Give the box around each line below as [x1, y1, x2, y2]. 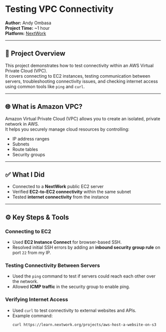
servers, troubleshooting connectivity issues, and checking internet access [5, 78, 158, 84]
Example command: [12, 313, 53, 319]
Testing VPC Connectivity [5, 3, 114, 15]
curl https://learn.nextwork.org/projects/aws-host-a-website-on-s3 [12, 322, 157, 327]
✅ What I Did [5, 170, 45, 179]
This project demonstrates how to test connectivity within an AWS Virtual [5, 62, 154, 68]
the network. [12, 279, 39, 285]
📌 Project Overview [5, 49, 66, 58]
